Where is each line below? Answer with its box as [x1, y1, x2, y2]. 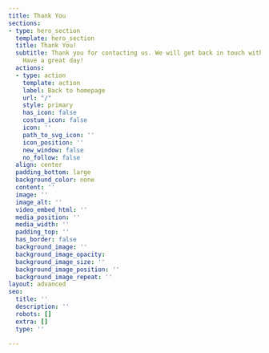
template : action [22, 79, 81, 87]
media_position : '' [15, 213, 81, 221]
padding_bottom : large [15, 168, 91, 176]
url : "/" [22, 94, 52, 102]
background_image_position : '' [15, 266, 120, 274]
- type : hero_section [8, 26, 81, 34]
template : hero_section [15, 34, 94, 43]
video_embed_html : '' [15, 205, 88, 213]
